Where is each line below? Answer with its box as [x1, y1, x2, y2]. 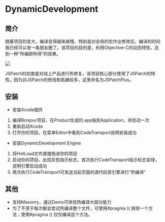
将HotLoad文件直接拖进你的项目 [12, 150, 78, 156]
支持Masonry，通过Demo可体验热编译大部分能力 [12, 199, 112, 205]
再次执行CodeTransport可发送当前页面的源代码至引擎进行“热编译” [12, 169, 146, 175]
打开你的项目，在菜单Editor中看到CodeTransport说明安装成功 [12, 130, 137, 135]
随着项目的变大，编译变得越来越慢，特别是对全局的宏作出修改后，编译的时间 [5, 39, 161, 44]
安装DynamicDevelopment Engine [12, 140, 81, 146]
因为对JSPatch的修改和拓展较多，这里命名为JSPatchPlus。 [13, 77, 134, 83]
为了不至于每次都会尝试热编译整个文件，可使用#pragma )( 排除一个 [12, 205, 149, 211]
